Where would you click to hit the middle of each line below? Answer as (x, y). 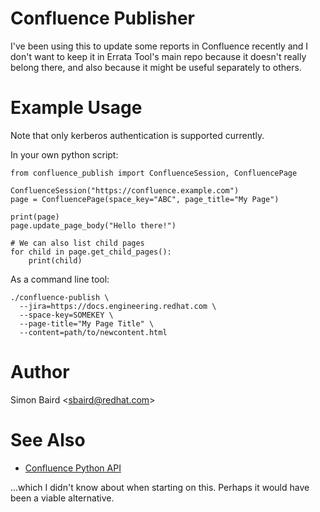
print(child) (55, 260)
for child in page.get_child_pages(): (91, 252)
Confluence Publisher (102, 18)
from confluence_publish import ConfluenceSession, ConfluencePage (154, 173)
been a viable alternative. (62, 498)
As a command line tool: (60, 279)
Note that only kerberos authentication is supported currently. (137, 135)
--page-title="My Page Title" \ (87, 323)
